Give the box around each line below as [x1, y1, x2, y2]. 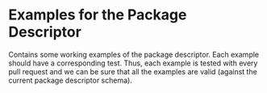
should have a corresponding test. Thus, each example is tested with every [8, 58, 258, 68]
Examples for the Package [8, 6, 187, 24]
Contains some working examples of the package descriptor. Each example [8, 49, 260, 59]
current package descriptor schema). [8, 75, 133, 85]
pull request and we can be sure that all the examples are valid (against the [8, 66, 258, 76]
